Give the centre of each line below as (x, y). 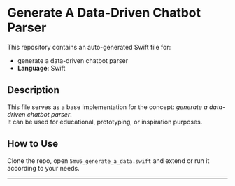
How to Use (33, 144)
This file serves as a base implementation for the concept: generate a (107, 107)
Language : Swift (41, 68)
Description (33, 90)
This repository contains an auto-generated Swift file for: (89, 47)
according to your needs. (43, 168)
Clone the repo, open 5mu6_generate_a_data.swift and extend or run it (108, 160)
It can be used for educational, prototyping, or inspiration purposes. (105, 122)
